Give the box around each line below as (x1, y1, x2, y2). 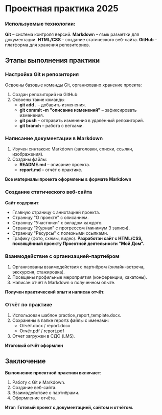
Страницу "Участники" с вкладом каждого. (12, 220, 103, 225)
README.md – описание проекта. (19, 162, 91, 168)
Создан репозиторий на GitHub (12, 92, 77, 98)
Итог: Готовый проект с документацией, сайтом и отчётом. (5, 405, 134, 411)
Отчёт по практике (5, 301, 52, 308)
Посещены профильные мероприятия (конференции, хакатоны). (12, 274, 147, 280)
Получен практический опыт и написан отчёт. (5, 289, 105, 295)
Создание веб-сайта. (12, 385, 57, 391)
